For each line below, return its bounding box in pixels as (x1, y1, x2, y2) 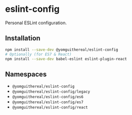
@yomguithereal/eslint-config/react (12, 105, 88, 110)
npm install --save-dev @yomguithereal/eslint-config (5, 47, 119, 52)
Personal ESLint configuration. (5, 20, 67, 26)
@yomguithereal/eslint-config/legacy (12, 89, 90, 94)
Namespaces (5, 70, 47, 78)
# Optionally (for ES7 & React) (5, 52, 72, 57)
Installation (5, 34, 41, 42)
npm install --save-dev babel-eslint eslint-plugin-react (5, 56, 127, 61)
